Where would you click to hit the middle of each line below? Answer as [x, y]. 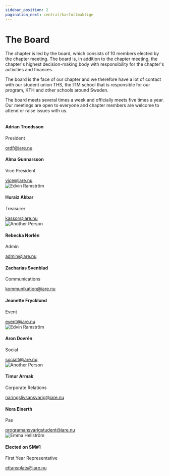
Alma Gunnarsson [24, 159]
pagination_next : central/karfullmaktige [49, 15]
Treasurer [15, 209]
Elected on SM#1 [23, 447]
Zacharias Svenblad [27, 268]
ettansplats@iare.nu [26, 468]
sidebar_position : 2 [27, 10]
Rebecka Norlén [22, 235]
